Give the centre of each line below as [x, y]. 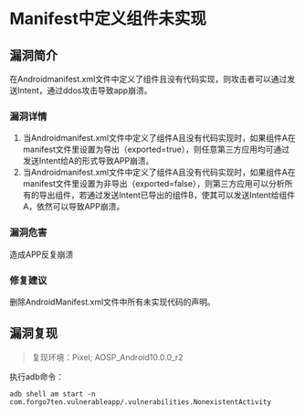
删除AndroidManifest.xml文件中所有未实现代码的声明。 [113, 302]
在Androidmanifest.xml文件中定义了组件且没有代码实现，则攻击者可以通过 [148, 79]
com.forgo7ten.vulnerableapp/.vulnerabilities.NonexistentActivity [141, 402]
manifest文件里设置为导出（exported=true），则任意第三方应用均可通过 [156, 149]
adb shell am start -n [53, 394]
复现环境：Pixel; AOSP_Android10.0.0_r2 [108, 357]
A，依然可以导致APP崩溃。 [74, 207]
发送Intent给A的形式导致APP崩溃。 [88, 161]
